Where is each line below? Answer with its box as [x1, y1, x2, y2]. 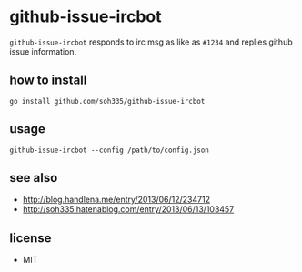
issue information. [9, 45, 77, 56]
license [9, 230, 52, 246]
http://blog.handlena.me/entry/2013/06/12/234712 [22, 194, 211, 206]
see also [9, 170, 58, 186]
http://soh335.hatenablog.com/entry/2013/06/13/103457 [22, 204, 235, 215]
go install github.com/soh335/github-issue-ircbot [9, 96, 206, 106]
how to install [9, 73, 87, 88]
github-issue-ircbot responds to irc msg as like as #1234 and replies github [9, 36, 293, 47]
